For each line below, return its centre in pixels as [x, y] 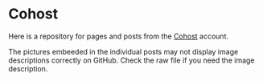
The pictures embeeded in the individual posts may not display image [123, 51]
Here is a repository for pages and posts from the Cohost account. [119, 36]
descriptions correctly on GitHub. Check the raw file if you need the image [131, 60]
